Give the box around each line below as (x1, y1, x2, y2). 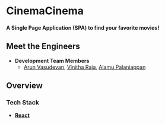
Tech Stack (6, 98, 40, 106)
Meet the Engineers (6, 42, 80, 52)
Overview (6, 80, 43, 90)
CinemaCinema (6, 4, 84, 18)
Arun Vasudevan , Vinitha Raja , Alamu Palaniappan (23, 63, 146, 71)
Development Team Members (14, 57, 90, 64)
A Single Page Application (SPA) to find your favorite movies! (6, 24, 160, 31)
